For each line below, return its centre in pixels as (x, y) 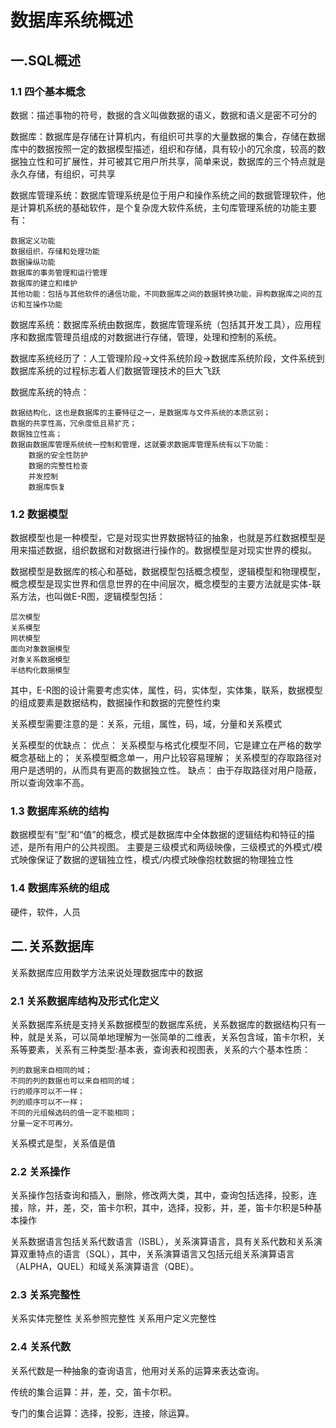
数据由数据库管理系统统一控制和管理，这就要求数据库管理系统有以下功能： (141, 444)
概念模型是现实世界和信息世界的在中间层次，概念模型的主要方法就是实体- (161, 584)
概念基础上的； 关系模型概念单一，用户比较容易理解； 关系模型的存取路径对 (166, 758)
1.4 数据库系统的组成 (60, 888)
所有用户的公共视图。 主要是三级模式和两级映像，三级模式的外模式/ (175, 847)
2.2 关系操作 (40, 1171)
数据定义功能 (33, 241)
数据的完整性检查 (58, 466)
